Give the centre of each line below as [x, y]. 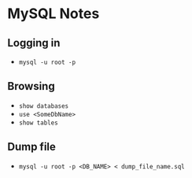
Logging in [34, 43]
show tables [38, 123]
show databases [44, 106]
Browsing [31, 86]
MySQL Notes [54, 14]
